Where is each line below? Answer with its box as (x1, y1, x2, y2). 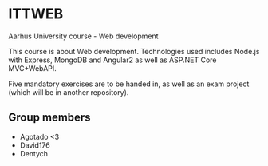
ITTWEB (8, 5, 64, 23)
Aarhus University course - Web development (8, 31, 159, 41)
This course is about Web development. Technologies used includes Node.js (8, 46, 260, 56)
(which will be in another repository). (8, 87, 129, 97)
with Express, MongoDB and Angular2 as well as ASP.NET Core (8, 55, 217, 65)
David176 (19, 140, 50, 150)
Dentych (19, 148, 49, 158)
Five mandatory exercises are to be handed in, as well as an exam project (8, 79, 250, 89)
